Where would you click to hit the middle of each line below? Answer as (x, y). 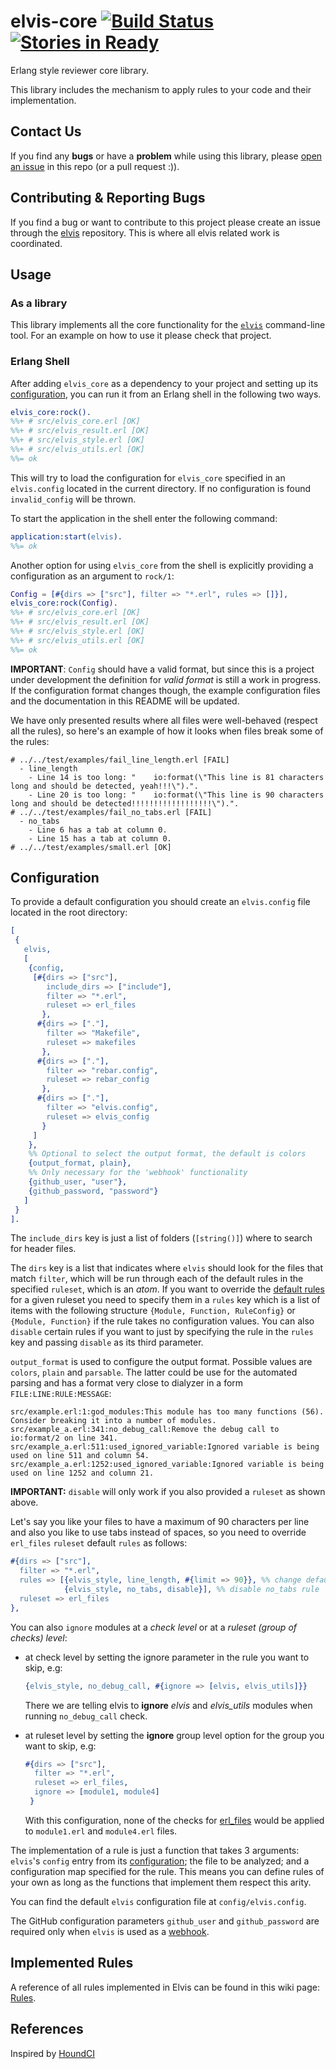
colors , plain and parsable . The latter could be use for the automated (154, 1372)
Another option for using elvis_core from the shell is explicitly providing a (162, 565)
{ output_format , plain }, (80, 1163)
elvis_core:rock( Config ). (64, 603)
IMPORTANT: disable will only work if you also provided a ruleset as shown (168, 1492)
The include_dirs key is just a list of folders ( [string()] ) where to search (161, 1238)
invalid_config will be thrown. (73, 499)
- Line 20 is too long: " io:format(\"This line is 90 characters (176, 795)
